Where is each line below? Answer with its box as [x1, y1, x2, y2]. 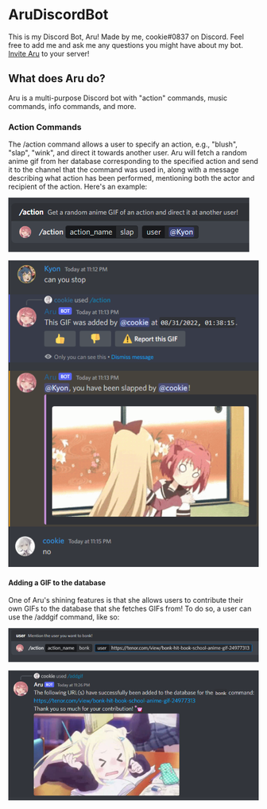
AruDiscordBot [8, 6, 109, 24]
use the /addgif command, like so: [8, 612, 120, 622]
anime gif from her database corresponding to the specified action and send [8, 157, 258, 166]
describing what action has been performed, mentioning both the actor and [8, 174, 255, 183]
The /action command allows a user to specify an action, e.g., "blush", [8, 139, 238, 149]
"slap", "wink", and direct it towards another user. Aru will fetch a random [8, 148, 248, 158]
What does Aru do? [8, 72, 106, 85]
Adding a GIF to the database [8, 577, 106, 587]
